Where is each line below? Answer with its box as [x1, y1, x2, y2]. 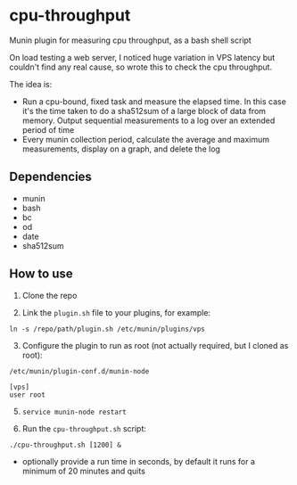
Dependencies [9, 169, 92, 185]
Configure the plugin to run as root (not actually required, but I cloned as [21, 340, 289, 350]
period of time [21, 124, 75, 135]
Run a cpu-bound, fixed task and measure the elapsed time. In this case [21, 95, 287, 107]
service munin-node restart [21, 407, 127, 416]
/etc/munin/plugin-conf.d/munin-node [9, 366, 150, 375]
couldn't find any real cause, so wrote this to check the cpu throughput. [9, 62, 273, 72]
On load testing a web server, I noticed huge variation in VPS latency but [9, 52, 276, 62]
